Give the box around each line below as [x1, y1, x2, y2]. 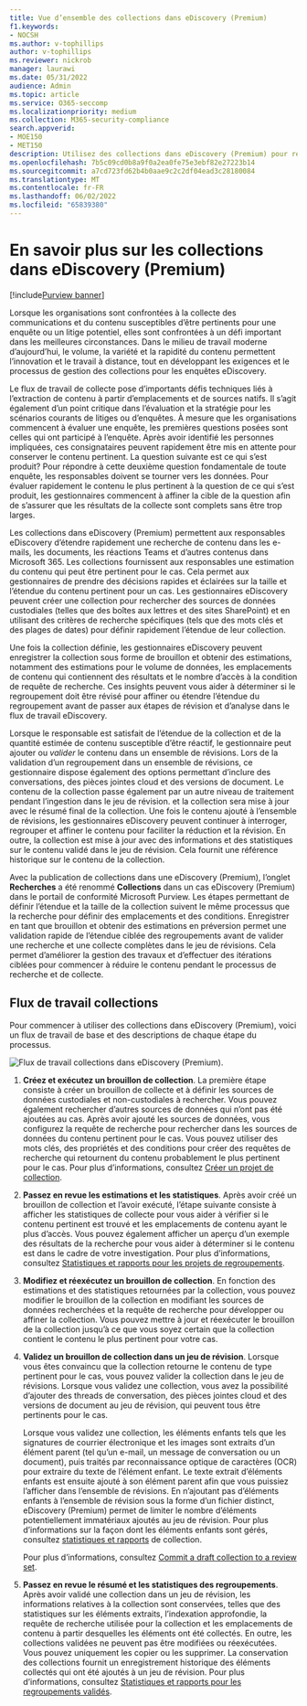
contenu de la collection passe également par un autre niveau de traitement [9, 785, 294, 796]
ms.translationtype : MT [9, 175, 101, 184]
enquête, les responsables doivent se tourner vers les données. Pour [9, 470, 270, 481]
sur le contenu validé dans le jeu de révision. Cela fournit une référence [9, 844, 279, 855]
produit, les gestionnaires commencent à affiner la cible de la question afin [9, 490, 291, 501]
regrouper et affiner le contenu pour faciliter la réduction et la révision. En [9, 825, 286, 836]
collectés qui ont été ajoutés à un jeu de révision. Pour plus [22, 1666, 245, 1678]
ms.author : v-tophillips [9, 38, 104, 48]
